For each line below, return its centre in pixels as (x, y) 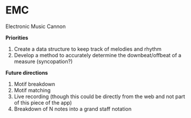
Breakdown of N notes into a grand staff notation (73, 109)
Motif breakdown (34, 84)
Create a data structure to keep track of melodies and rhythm (88, 49)
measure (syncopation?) (43, 61)
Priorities (17, 37)
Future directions (27, 72)
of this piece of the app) (43, 102)
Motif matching (32, 90)
